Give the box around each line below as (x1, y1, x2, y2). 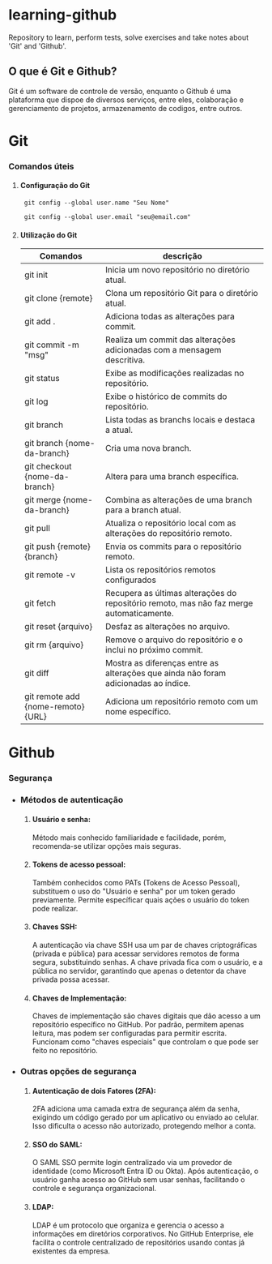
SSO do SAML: (32, 1139, 83, 1149)
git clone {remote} (23, 293, 93, 304)
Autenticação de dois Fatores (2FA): (32, 1086, 156, 1095)
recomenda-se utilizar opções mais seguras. (32, 841, 181, 851)
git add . (23, 316, 56, 328)
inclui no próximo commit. (104, 645, 204, 656)
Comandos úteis (8, 161, 74, 172)
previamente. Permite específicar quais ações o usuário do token (32, 894, 249, 905)
